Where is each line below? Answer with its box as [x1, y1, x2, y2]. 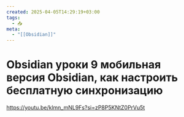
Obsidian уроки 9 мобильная [6, 58, 161, 72]
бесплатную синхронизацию [6, 83, 163, 97]
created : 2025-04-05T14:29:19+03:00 [6, 9, 100, 15]
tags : [6, 15, 20, 21]
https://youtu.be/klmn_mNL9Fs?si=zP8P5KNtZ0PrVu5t [6, 104, 145, 112]
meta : [6, 26, 20, 32]
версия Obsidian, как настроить [6, 71, 178, 85]
